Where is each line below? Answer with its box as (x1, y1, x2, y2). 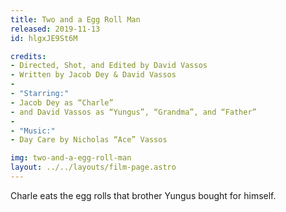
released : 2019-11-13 (10, 24, 101, 34)
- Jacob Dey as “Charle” (10, 97, 114, 108)
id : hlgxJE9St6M (10, 33, 78, 43)
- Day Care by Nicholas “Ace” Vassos (10, 135, 168, 145)
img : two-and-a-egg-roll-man (10, 153, 132, 163)
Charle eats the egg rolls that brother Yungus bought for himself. (10, 189, 277, 201)
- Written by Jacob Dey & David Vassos (10, 70, 177, 80)
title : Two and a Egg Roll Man (10, 14, 141, 25)
